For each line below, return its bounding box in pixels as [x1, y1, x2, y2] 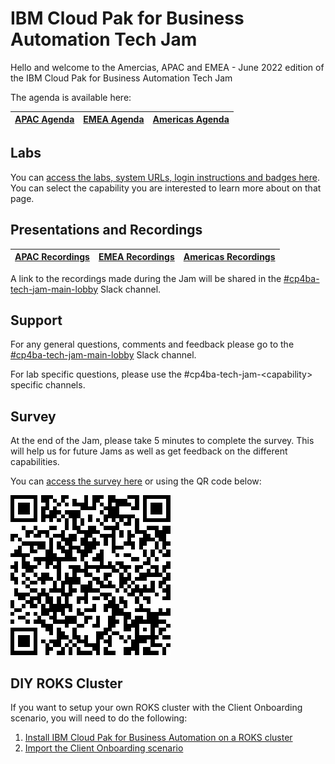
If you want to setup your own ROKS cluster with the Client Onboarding [10, 702, 303, 713]
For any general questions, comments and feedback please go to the [10, 338, 295, 351]
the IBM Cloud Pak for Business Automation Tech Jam [10, 72, 233, 84]
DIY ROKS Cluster [10, 675, 123, 692]
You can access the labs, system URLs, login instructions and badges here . [10, 171, 320, 183]
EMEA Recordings [98, 251, 175, 263]
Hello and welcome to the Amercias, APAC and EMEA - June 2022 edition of [10, 61, 325, 73]
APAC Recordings [14, 251, 90, 263]
